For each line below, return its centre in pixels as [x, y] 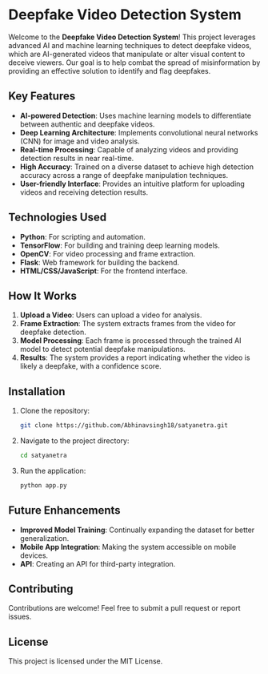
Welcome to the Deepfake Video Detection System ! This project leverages [132, 37]
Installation [37, 391]
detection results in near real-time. [77, 158]
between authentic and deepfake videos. [87, 124]
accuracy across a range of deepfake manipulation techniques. [124, 175]
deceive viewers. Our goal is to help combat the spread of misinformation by [134, 63]
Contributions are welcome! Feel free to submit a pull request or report [124, 608]
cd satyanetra [43, 456]
